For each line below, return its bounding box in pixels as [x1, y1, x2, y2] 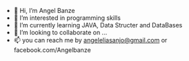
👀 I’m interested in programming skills [13, 14, 121, 22]
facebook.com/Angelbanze [13, 46, 91, 54]
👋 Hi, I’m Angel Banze [13, 7, 75, 14]
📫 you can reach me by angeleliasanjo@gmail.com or [13, 36, 168, 44]
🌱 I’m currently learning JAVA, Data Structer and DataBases [13, 21, 183, 29]
